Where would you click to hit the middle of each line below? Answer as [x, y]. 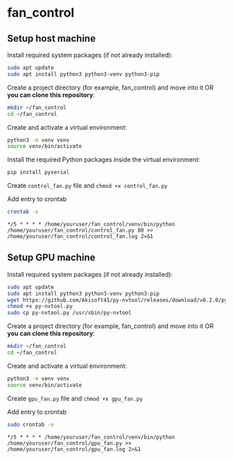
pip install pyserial [38, 172]
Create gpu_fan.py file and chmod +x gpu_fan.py [75, 398]
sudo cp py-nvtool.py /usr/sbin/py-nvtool [69, 313]
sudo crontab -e [31, 425]
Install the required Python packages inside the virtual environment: [104, 160]
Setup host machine [51, 39]
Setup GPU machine [51, 258]
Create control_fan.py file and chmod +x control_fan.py [87, 186]
